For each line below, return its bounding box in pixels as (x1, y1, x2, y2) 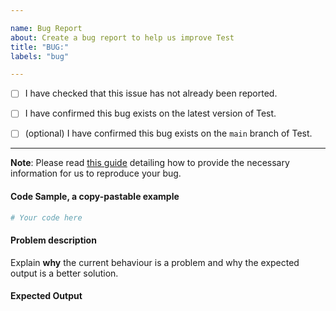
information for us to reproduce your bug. (10, 167, 182, 180)
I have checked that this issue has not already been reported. (24, 87, 278, 100)
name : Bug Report (10, 23, 83, 33)
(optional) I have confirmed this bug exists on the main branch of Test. (24, 127, 313, 140)
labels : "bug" (10, 51, 70, 61)
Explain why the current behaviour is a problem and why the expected (10, 256, 300, 268)
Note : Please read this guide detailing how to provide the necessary (10, 157, 290, 169)
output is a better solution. (10, 267, 119, 279)
